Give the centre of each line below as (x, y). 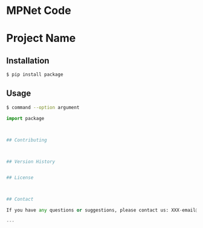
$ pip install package (35, 75)
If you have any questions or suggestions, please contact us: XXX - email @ (102, 210)
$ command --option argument (43, 107)
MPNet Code (39, 11)
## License (20, 178)
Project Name (41, 39)
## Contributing (27, 140)
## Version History (31, 161)
